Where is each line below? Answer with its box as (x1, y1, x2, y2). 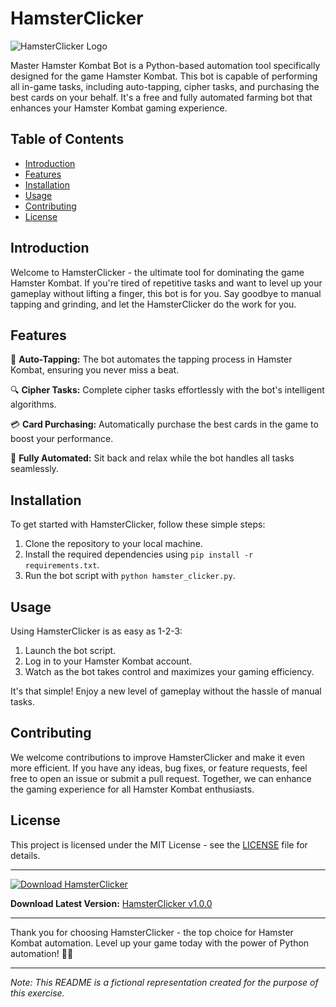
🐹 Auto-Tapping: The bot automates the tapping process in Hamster (10, 353, 293, 366)
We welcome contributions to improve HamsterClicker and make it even (10, 751, 306, 763)
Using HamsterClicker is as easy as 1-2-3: (10, 625, 183, 637)
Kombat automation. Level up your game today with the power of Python (10, 937, 310, 949)
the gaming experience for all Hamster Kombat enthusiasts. (10, 783, 255, 795)
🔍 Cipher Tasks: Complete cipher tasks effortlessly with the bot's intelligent (10, 384, 325, 396)
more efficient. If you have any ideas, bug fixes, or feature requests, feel (10, 762, 308, 774)
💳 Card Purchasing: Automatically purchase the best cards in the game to (10, 418, 319, 431)
